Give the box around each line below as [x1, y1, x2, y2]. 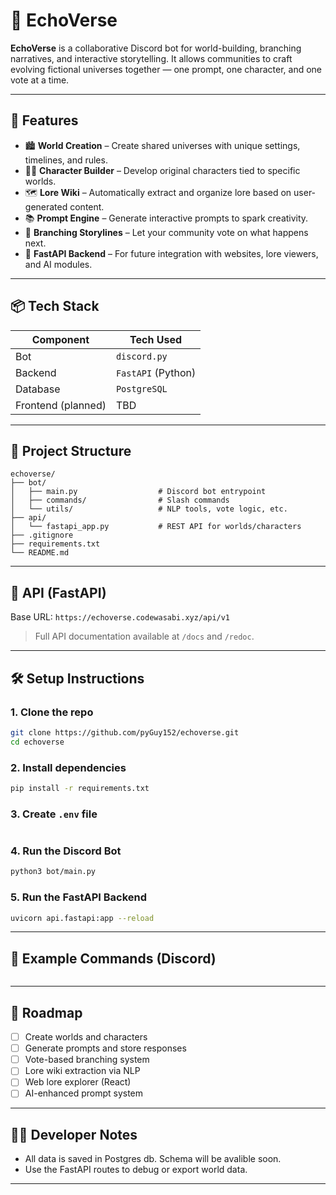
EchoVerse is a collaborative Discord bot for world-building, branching [10, 42, 302, 54]
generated [24, 200, 68, 213]
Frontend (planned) [15, 398, 107, 412]
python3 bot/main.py [10, 867, 97, 877]
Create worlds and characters [24, 1031, 148, 1043]
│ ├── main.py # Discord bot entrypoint [10, 487, 267, 497]
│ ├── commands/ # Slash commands [10, 495, 230, 506]
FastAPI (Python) [115, 365, 197, 379]
